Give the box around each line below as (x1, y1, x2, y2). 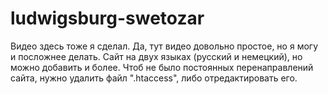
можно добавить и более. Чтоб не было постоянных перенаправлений (10, 61, 314, 73)
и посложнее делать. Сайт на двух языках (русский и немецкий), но (10, 50, 303, 62)
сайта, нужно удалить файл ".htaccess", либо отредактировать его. (10, 72, 298, 84)
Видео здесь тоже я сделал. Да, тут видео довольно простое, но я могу (10, 40, 319, 52)
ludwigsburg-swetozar (10, 7, 205, 30)
